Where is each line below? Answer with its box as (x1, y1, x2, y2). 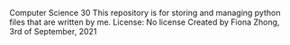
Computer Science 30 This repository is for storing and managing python (9, 8, 281, 18)
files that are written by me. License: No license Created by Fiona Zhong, (9, 17, 280, 27)
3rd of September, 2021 (9, 26, 97, 36)
